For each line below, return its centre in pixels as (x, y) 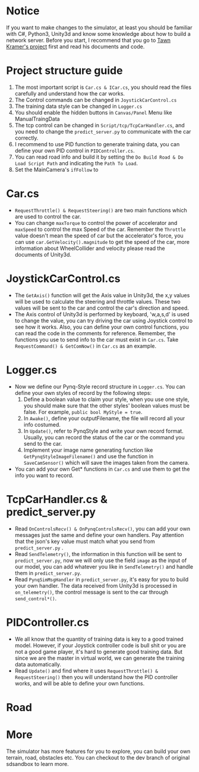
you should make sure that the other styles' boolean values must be (107, 405)
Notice (23, 11)
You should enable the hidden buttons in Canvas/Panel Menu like (93, 112)
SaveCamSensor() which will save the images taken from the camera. (106, 462)
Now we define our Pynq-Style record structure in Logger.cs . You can (100, 387)
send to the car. (43, 443)
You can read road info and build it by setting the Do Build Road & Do (99, 157)
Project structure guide (64, 71)
